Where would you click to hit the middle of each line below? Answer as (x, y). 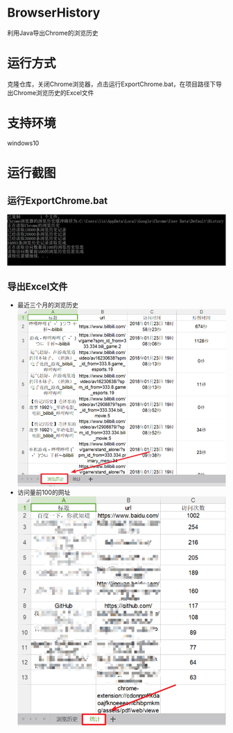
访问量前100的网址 (44, 492)
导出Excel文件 (37, 287)
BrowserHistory (54, 13)
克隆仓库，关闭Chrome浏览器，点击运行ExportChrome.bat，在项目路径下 (112, 84)
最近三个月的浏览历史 (48, 305)
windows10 (23, 143)
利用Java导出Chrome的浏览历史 (53, 33)
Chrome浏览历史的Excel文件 (53, 92)
